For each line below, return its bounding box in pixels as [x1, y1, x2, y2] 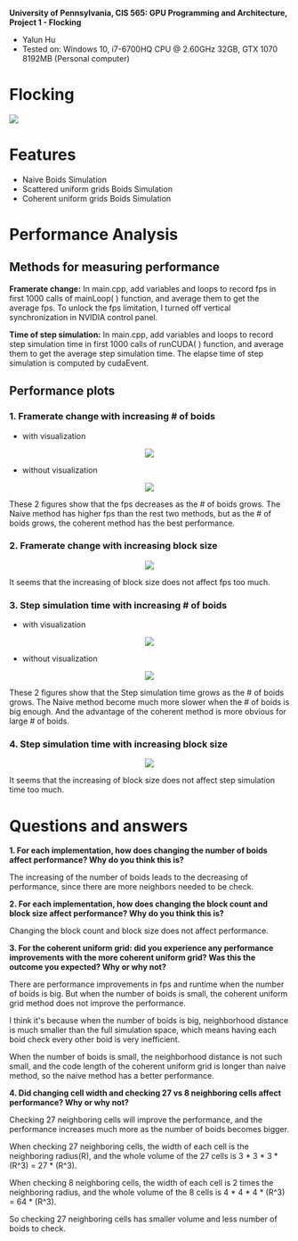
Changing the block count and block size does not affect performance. [9, 925, 269, 936]
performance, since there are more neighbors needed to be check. [9, 881, 254, 892]
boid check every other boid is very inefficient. [9, 1034, 181, 1045]
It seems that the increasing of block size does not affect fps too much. [9, 576, 270, 587]
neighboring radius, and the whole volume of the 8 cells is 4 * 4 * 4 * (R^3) [9, 1187, 286, 1198]
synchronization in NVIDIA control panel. [9, 311, 158, 322]
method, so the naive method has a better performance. [9, 1071, 215, 1081]
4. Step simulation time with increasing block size [9, 738, 229, 750]
